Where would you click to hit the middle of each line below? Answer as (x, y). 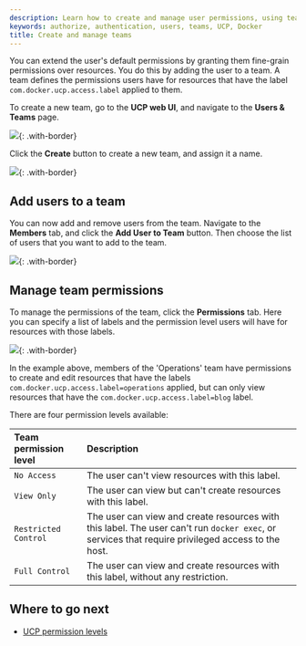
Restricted (37, 529)
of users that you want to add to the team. (88, 243)
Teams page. (34, 117)
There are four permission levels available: (89, 415)
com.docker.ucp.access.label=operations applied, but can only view (138, 387)
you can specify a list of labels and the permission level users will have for (149, 322)
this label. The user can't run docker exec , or (181, 528)
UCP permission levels (65, 631)
